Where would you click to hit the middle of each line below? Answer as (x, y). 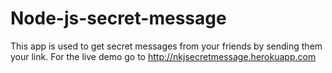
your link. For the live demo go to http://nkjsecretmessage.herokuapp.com (163, 56)
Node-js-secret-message (118, 18)
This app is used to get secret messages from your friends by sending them (166, 46)
